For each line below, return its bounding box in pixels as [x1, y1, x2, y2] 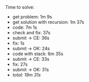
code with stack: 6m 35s [12, 51, 63, 57]
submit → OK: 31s [12, 67, 49, 73]
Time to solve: [5, 4, 34, 10]
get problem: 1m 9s [12, 14, 52, 19]
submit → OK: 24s [12, 46, 50, 51]
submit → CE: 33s [12, 56, 49, 62]
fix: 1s [12, 40, 25, 46]
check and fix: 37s [12, 30, 51, 35]
